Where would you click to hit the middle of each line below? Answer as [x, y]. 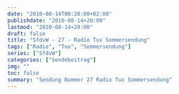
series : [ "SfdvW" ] [34, 54]
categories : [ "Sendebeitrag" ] [52, 60]
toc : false [23, 73]
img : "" [19, 66]
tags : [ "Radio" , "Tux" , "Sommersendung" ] [69, 47]
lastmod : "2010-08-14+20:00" [50, 27]
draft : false [27, 34]
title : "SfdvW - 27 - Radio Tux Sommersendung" [79, 40]
